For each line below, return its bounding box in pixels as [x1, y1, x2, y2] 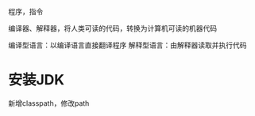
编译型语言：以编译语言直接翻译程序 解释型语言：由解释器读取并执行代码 [8, 40, 247, 50]
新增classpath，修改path [8, 98, 90, 108]
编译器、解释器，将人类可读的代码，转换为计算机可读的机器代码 [8, 24, 217, 33]
